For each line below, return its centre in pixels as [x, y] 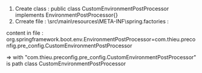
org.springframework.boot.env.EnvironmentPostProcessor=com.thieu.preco [101, 39]
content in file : [25, 33]
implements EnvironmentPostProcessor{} [66, 15]
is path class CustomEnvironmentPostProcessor [66, 63]
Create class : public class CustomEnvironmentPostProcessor [92, 9]
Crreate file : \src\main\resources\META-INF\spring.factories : [92, 21]
